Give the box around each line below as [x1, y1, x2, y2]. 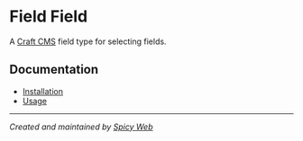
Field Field [9, 6, 88, 27]
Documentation [9, 62, 99, 77]
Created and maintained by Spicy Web [9, 121, 153, 132]
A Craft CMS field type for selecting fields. [9, 36, 167, 47]
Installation [22, 85, 64, 96]
